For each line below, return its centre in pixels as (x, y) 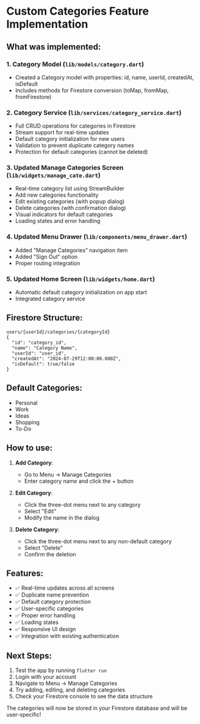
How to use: (30, 448)
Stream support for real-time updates (62, 132)
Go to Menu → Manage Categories (68, 474)
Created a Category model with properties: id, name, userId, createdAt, (104, 77)
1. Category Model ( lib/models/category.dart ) (75, 64)
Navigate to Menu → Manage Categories (66, 683)
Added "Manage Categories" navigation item (71, 250)
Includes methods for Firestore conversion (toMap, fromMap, (92, 90)
